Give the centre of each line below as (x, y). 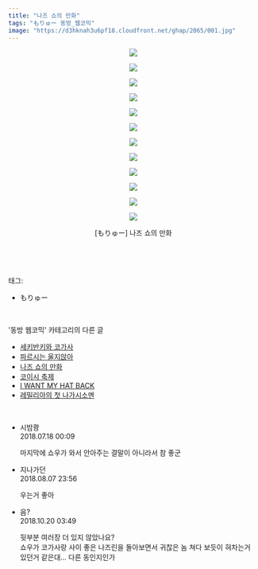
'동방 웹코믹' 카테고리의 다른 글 (56, 330)
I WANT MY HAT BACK (57, 386)
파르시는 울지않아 (46, 357)
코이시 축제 (37, 377)
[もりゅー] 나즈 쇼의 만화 (133, 233)
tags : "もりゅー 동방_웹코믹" (52, 23)
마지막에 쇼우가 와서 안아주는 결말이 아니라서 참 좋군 (100, 453)
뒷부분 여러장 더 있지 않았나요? (67, 537)
